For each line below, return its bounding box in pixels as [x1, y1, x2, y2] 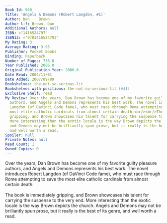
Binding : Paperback [5, 53, 46, 59]
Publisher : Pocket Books [5, 49, 57, 54]
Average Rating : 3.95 [5, 44, 50, 49]
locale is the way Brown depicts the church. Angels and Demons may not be [5, 203, 162, 209]
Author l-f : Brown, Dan [5, 21, 55, 26]
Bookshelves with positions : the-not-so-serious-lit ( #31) [5, 86, 130, 91]
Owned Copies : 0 [5, 147, 39, 152]
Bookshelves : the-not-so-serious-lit [5, 81, 83, 86]
